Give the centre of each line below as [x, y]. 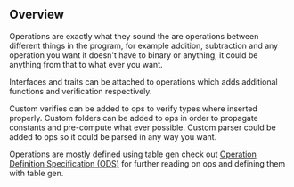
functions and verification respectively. [81, 91]
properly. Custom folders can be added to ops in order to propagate [134, 118]
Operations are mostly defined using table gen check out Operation [133, 154]
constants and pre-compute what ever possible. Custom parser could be [143, 127]
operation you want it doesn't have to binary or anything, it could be [134, 55]
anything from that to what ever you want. [86, 64]
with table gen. [37, 173]
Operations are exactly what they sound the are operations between [134, 36]
